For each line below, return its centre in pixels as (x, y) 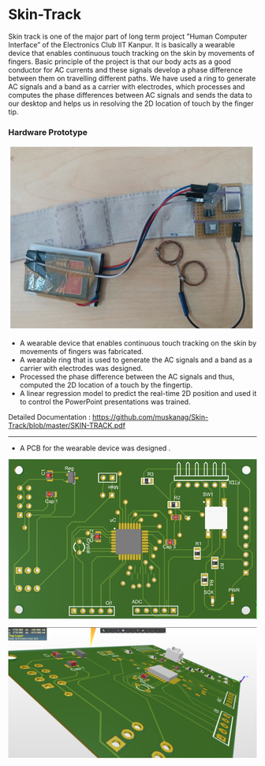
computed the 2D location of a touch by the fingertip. (106, 385)
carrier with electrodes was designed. (81, 368)
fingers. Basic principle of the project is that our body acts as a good (119, 62)
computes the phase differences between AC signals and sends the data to (130, 95)
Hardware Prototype (48, 132)
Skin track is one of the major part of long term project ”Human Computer (128, 36)
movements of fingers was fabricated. (82, 352)
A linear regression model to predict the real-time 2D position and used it (138, 394)
